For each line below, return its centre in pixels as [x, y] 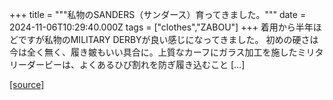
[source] [27, 84]
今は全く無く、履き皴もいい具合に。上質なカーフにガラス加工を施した [153, 52]
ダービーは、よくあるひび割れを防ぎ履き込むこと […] [136, 64]
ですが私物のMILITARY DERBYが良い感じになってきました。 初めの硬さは [168, 39]
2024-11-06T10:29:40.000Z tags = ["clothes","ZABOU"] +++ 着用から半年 [161, 27]
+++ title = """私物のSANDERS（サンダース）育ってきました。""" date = [158, 14]
